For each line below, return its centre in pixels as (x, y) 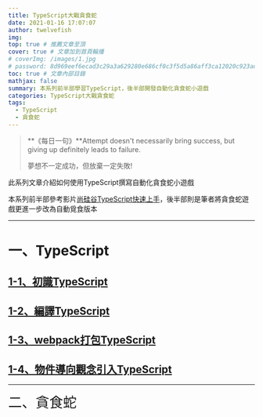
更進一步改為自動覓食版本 (56, 208)
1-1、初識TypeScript (58, 282)
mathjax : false (33, 81)
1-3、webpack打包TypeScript (82, 341)
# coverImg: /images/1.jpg (52, 60)
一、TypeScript (59, 251)
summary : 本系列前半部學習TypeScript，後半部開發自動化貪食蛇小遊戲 (108, 88)
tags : (17, 103)
